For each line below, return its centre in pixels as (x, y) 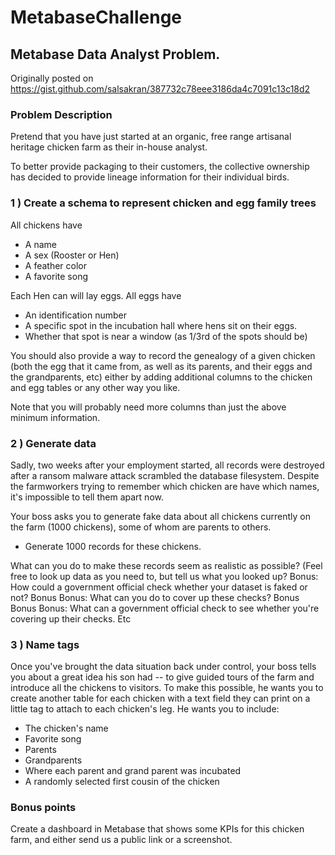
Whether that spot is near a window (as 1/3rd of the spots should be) (166, 336)
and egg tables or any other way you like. (95, 387)
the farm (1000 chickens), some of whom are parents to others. (141, 527)
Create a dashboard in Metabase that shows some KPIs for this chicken (157, 829)
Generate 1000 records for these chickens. (113, 546)
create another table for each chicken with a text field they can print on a (160, 698)
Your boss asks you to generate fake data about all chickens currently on (161, 516)
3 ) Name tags (45, 644)
